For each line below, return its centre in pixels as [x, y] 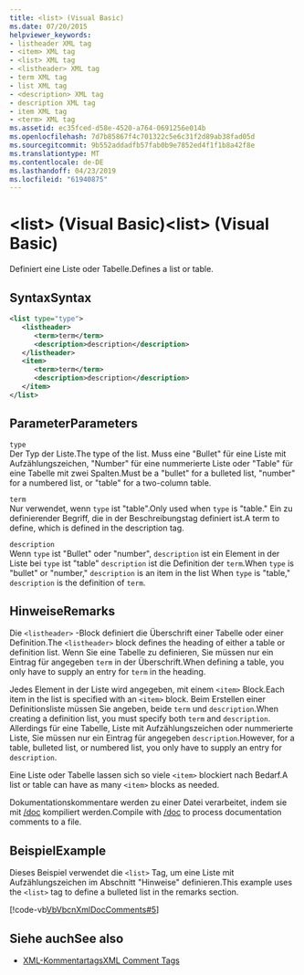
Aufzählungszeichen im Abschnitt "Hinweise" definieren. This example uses [151, 883]
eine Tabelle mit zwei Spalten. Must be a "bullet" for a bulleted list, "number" [152, 473]
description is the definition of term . [78, 582]
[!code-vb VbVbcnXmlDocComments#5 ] [84, 910]
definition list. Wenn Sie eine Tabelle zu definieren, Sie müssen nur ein [142, 653]
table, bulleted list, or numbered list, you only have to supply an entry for [146, 748]
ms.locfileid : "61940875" [58, 179]
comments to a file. [46, 822]
